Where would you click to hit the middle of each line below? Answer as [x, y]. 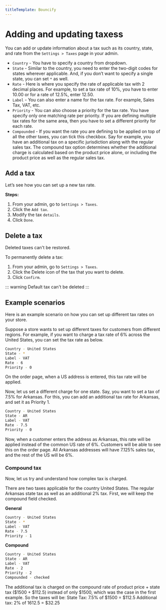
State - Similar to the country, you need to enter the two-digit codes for [85, 68]
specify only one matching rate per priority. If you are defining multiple [84, 115]
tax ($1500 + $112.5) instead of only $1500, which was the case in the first [81, 592]
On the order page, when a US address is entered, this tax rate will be [76, 377]
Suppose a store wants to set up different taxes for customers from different [83, 329]
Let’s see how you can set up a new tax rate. [50, 185]
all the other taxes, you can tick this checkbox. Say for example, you [82, 136]
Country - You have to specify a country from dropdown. [70, 63]
